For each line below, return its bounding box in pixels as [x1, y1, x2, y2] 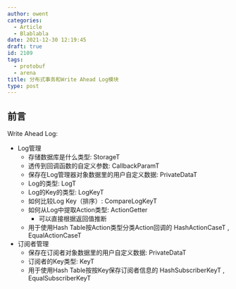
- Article [13, 23, 42, 30]
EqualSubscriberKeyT [27, 274, 92, 283]
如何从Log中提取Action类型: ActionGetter [27, 206, 148, 214]
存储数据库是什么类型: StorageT [27, 153, 120, 161]
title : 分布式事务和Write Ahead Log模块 [7, 75, 119, 83]
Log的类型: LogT [27, 179, 76, 187]
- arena [13, 69, 37, 76]
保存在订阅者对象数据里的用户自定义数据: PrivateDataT [27, 248, 187, 257]
